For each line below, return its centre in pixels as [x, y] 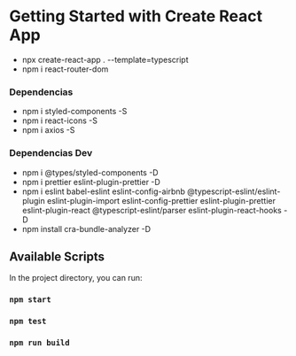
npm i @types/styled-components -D [90, 172]
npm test [28, 321]
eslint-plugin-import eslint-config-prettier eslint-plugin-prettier [162, 200]
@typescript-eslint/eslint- [234, 191]
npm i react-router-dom [65, 69]
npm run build [39, 343]
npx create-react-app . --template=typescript [105, 59]
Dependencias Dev [51, 153]
